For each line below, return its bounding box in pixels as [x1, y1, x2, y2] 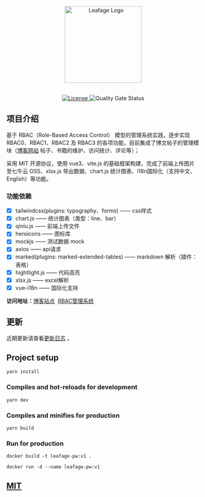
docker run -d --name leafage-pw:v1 [6, 464, 100, 470]
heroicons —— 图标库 [15, 230, 71, 238]
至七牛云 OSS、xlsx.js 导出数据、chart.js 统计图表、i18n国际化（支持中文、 [6, 167, 196, 174]
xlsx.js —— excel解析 [15, 276, 69, 284]
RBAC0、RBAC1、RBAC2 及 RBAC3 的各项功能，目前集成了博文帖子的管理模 [6, 139, 199, 146]
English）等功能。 [6, 175, 52, 182]
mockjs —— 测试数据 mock [15, 238, 85, 245]
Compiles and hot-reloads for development [6, 383, 138, 391]
